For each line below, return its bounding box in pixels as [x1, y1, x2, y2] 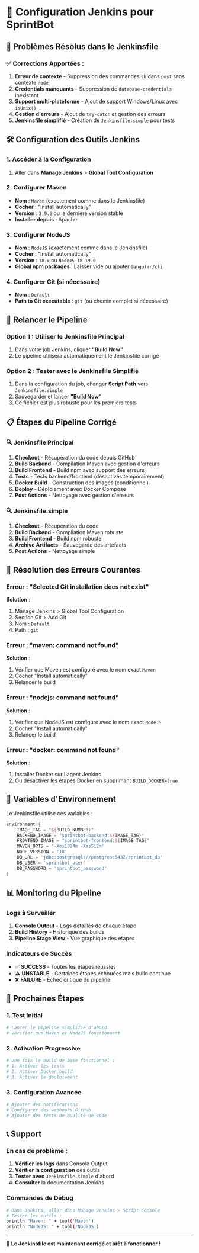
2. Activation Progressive [6, 1044, 81, 1052]
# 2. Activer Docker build [6, 1069, 73, 1075]
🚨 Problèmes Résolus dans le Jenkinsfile [6, 41, 159, 52]
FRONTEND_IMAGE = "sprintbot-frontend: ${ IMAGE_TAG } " [17, 838, 150, 844]
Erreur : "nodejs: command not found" [6, 693, 120, 702]
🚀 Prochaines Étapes [6, 993, 84, 1003]
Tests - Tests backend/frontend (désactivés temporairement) [14, 473, 165, 480]
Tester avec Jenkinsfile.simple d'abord [14, 1172, 114, 1180]
